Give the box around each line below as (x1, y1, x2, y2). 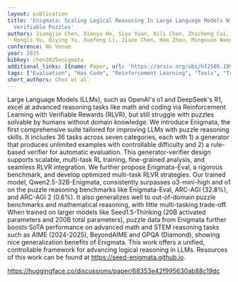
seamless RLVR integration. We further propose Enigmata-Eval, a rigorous (7, 163, 223, 172)
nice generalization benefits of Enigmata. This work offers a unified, (7, 238, 205, 247)
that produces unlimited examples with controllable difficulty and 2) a (7, 141, 210, 149)
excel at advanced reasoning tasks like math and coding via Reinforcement (7, 103, 226, 112)
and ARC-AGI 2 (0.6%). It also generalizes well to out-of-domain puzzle (7, 193, 216, 201)
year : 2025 (7, 50, 40, 57)
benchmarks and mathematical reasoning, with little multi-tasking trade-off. (7, 201, 228, 209)
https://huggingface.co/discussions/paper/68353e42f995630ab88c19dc (7, 266, 220, 276)
